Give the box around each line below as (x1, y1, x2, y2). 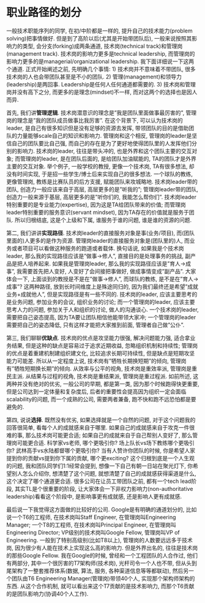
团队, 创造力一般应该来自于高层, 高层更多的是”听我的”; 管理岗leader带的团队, (6, 185, 199, 193)
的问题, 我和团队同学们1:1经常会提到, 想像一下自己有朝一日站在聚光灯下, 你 (6, 462, 193, 469)
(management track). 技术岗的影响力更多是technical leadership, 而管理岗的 (6, 50, 195, 57)
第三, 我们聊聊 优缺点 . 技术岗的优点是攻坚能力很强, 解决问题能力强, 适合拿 (6, 334, 190, 341)
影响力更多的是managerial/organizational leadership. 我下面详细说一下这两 (6, 58, 195, 65)
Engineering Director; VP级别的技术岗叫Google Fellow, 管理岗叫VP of (6, 528, 181, 536)
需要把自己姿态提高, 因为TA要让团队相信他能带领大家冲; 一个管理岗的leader (6, 313, 196, 320)
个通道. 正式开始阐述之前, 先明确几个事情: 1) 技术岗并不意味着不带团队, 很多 (6, 65, 196, 72)
